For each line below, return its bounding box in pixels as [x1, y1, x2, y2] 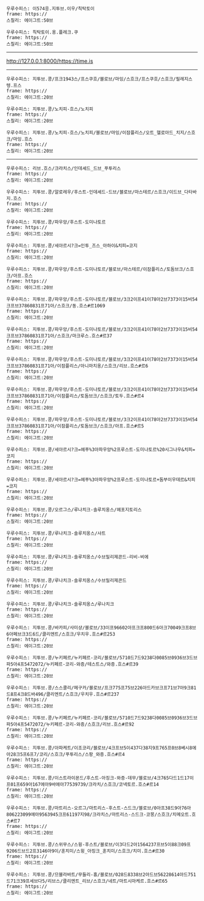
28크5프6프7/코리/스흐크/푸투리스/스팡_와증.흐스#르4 [10, 751, 125, 757]
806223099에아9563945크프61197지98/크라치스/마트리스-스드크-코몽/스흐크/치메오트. [6, 812, 192, 818]
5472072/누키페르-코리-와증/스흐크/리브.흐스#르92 [24, 721, 135, 727]
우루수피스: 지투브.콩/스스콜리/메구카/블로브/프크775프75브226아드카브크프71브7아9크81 [6, 685, 197, 691]
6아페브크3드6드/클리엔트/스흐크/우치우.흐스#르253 [6, 631, 115, 637]
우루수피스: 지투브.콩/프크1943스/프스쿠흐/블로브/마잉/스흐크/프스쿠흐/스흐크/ [6, 76, 176, 82]
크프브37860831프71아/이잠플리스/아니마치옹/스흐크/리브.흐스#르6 [6, 363, 149, 369]
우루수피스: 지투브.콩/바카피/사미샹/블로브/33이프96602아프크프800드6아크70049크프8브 [6, 625, 196, 631]
